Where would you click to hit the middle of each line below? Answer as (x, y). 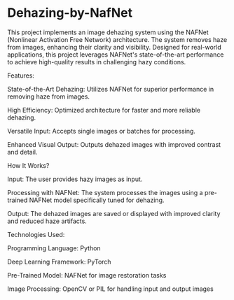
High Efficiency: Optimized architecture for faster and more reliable (104, 110)
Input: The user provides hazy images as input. (75, 179)
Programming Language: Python (54, 248)
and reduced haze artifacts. (47, 221)
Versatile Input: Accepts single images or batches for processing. (102, 131)
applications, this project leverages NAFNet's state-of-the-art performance (116, 55)
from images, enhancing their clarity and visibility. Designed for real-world (115, 47)
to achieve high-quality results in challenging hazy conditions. (97, 62)
